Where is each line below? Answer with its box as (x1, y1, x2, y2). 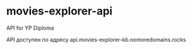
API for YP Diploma (6, 24, 55, 31)
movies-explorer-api (6, 4, 113, 18)
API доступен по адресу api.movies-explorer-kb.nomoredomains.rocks (6, 36, 187, 43)
